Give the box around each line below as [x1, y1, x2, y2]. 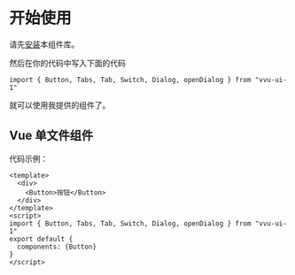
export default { [9, 234, 74, 243]
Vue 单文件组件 [9, 128, 94, 143]
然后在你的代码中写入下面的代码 [9, 57, 126, 68]
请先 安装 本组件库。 [9, 39, 80, 50]
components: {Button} [17, 242, 97, 251]
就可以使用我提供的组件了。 [9, 99, 111, 111]
